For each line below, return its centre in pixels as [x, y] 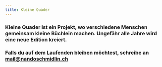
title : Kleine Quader [27, 10]
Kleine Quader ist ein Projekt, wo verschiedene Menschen [76, 27]
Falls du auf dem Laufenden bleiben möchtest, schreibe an [77, 53]
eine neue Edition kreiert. [36, 39]
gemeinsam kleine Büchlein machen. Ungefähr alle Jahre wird [81, 33]
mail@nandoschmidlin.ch [37, 59]
